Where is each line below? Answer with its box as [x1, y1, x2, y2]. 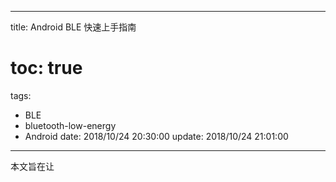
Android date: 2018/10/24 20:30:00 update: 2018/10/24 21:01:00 [24, 130, 289, 142]
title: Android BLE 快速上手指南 [10, 21, 137, 33]
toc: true [10, 57, 83, 80]
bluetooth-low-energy [24, 119, 117, 131]
